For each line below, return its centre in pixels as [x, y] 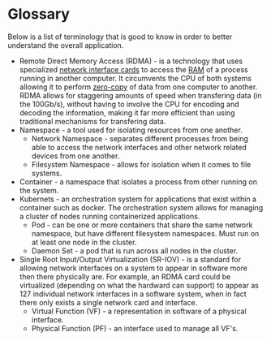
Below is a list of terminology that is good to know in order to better [120, 37]
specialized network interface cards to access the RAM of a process [133, 69]
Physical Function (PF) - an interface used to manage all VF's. [135, 328]
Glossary [39, 14]
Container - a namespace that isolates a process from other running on [138, 181]
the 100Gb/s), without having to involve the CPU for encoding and [129, 104]
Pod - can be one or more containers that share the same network [142, 225]
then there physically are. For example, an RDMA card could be [125, 276]
